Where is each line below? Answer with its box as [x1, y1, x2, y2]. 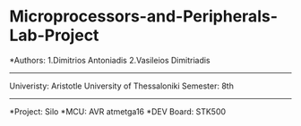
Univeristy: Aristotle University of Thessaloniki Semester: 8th [9, 80, 235, 91]
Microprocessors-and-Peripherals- [9, 6, 278, 27]
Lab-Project [9, 25, 99, 46]
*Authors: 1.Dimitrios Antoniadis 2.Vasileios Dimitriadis [9, 55, 211, 65]
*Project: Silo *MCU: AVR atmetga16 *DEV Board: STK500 [9, 105, 227, 117]
